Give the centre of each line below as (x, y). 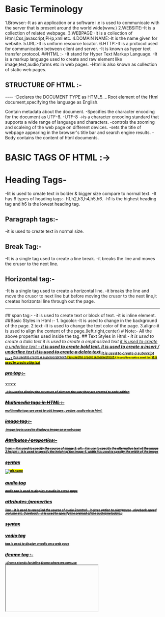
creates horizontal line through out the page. (50, 301)
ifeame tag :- (19, 554)
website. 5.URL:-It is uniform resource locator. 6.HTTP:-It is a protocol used (82, 43)
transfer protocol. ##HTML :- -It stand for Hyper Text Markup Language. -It (81, 54)
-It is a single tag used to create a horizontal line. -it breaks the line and (77, 291)
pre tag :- (15, 373)
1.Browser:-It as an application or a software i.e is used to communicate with (82, 23)
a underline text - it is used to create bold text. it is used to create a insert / (82, 347)
